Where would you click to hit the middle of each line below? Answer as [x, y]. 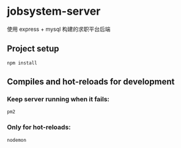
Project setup [33, 49]
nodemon [17, 140]
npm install [22, 63]
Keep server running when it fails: [58, 99]
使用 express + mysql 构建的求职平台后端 [59, 29]
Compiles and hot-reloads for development [91, 82]
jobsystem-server [54, 11]
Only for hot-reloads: [39, 127]
